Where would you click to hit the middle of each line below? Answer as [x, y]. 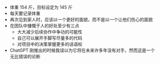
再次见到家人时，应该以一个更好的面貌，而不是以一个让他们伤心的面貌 [81, 19]
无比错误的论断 [25, 56]
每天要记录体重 [25, 13]
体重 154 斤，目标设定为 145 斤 [41, 7]
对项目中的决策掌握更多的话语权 [50, 44]
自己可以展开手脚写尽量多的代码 [50, 38]
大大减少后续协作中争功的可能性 [50, 32]
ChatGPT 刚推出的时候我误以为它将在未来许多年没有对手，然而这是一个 [82, 50]
